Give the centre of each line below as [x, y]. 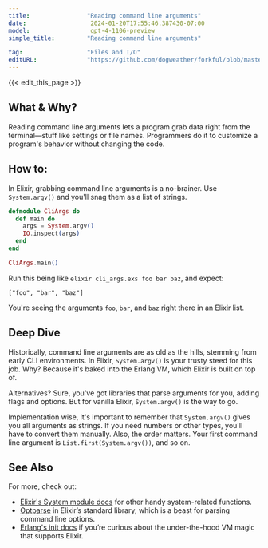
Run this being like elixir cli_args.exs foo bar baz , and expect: [116, 278]
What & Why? [43, 107]
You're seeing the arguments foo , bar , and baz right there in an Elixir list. [126, 308]
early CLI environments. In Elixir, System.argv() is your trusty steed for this [130, 360]
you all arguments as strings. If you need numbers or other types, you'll [126, 425]
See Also [31, 467]
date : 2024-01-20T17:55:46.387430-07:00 [106, 23]
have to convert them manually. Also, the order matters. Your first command [133, 434]
